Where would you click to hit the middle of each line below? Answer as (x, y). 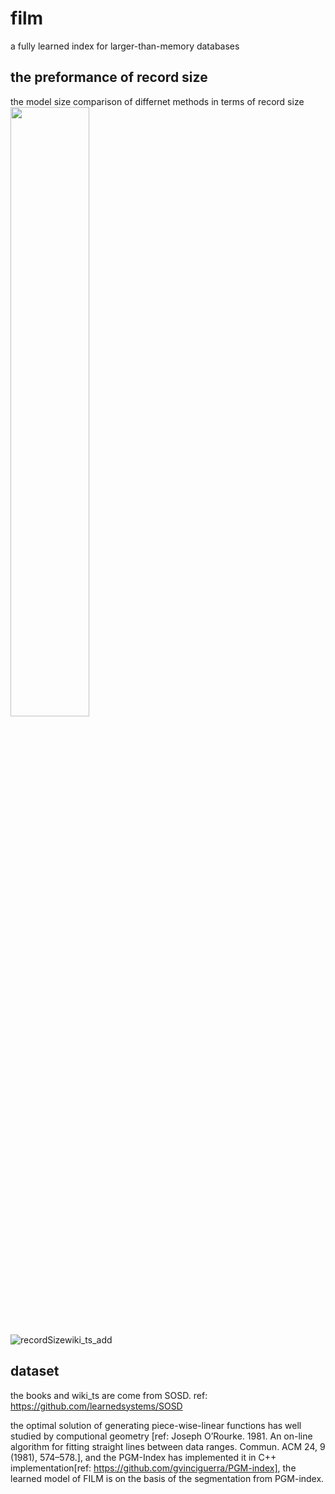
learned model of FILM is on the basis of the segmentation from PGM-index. (167, 1478)
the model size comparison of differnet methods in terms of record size (157, 101)
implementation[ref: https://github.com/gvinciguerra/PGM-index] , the (153, 1468)
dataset (35, 1371)
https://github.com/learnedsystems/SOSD (96, 1406)
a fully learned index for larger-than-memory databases (125, 46)
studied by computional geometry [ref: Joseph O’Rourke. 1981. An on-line (161, 1436)
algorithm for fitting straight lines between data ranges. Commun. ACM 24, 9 (168, 1446)
